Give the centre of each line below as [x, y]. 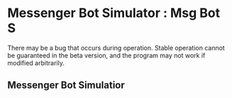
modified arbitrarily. [36, 62]
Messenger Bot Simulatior [66, 86]
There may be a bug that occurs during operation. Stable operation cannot [116, 48]
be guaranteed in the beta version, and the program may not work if [106, 55]
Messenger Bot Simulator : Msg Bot [114, 13]
